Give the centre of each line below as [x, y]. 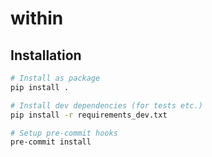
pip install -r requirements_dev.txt [89, 115]
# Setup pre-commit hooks [64, 133]
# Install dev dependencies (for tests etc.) [106, 105]
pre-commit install [51, 142]
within [37, 18]
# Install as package [55, 78]
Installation [46, 55]
